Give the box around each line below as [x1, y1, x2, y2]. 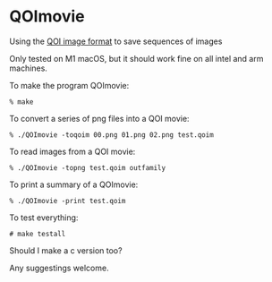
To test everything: [9, 212, 79, 223]
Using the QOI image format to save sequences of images [9, 36, 223, 47]
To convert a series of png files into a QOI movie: [9, 113, 190, 124]
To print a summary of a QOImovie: [9, 179, 139, 190]
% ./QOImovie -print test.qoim [9, 196, 126, 205]
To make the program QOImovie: [9, 80, 130, 90]
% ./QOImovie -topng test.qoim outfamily [9, 163, 166, 172]
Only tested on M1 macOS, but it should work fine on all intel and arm [9, 53, 264, 64]
